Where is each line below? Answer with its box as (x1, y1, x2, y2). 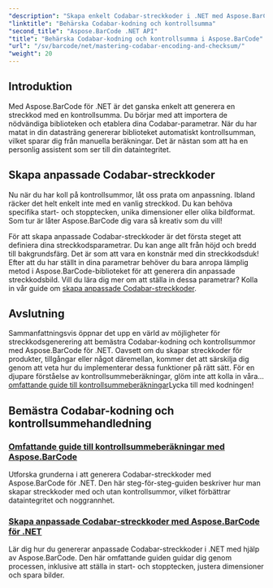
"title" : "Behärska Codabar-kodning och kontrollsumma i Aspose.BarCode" (8, 34, 264, 43)
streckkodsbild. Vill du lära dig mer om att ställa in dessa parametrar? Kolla (8, 274, 258, 285)
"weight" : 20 (8, 50, 53, 58)
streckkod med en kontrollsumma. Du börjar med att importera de (8, 110, 227, 120)
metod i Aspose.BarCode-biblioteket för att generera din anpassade (8, 266, 236, 276)
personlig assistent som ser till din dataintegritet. (8, 144, 171, 155)
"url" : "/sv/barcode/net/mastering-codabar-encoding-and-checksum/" (8, 42, 245, 50)
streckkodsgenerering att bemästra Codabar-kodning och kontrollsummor (8, 337, 256, 346)
